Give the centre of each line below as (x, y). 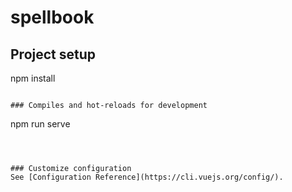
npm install (33, 78)
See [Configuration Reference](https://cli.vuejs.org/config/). (147, 177)
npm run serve (40, 124)
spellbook (52, 17)
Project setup (53, 54)
